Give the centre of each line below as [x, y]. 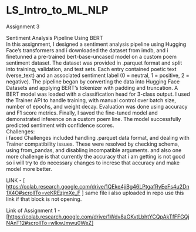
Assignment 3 [23, 26]
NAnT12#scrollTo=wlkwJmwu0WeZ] [50, 223]
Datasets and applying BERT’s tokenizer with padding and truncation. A [92, 88]
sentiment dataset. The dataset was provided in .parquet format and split [94, 63]
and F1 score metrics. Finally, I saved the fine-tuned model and [82, 113]
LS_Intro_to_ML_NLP [57, 10]
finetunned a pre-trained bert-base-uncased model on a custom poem [92, 56]
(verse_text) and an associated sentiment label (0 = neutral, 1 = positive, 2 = [98, 75]
